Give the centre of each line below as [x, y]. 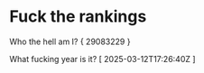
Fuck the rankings [78, 17]
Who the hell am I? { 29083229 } [70, 41]
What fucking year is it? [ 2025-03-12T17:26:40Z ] [102, 59]
